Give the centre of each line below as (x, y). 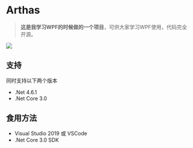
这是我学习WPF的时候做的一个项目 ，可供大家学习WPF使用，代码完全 (104, 27)
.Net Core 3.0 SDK (37, 140)
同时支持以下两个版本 (32, 80)
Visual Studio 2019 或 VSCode (51, 133)
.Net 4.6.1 (26, 92)
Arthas (23, 10)
